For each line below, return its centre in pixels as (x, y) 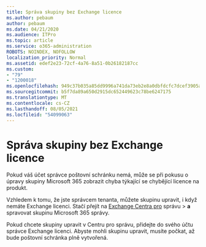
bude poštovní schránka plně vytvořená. (57, 238)
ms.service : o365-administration (49, 47)
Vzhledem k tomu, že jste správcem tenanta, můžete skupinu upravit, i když (102, 200)
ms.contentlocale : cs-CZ (38, 103)
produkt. (17, 188)
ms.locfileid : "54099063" (39, 115)
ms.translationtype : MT (37, 97)
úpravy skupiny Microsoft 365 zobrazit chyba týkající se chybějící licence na (103, 181)
